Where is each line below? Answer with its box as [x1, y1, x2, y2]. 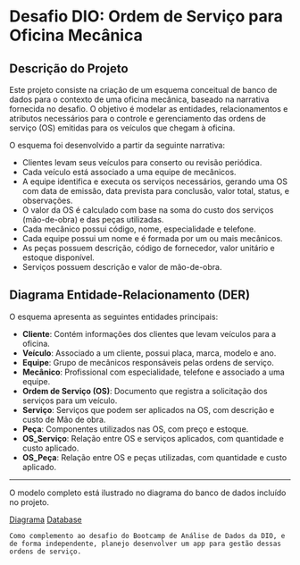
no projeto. [9, 496, 50, 507]
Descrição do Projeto [9, 61, 129, 76]
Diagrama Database [9, 514, 82, 525]
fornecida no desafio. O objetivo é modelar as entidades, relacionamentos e [9, 104, 288, 114]
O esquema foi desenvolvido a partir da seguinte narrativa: [9, 140, 226, 150]
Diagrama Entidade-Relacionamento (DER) [9, 288, 251, 303]
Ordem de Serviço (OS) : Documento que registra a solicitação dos [21, 385, 268, 396]
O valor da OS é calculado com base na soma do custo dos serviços [21, 205, 274, 215]
